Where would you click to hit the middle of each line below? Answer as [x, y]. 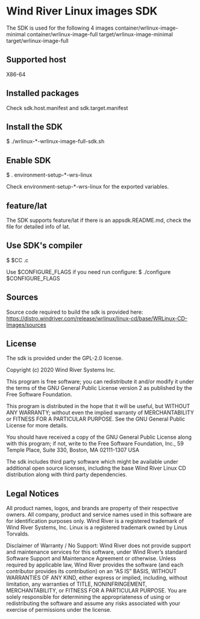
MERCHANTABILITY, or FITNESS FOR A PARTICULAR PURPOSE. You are [96, 591]
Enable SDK [29, 160]
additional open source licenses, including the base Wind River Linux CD [96, 468]
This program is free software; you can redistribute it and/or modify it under [100, 381]
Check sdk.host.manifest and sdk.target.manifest [67, 108]
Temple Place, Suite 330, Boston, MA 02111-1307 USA [73, 450]
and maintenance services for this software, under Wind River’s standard [97, 552]
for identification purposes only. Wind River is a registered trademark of [95, 521]
